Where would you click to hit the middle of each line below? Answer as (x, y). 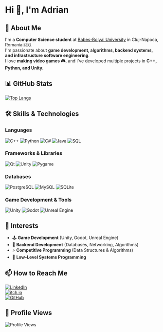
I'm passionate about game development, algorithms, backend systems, (79, 50)
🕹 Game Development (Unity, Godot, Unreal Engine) (65, 238)
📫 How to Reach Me (36, 273)
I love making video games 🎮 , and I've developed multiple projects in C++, (81, 61)
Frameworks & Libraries (34, 153)
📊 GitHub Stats (29, 84)
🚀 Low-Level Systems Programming (49, 257)
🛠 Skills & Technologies (42, 114)
